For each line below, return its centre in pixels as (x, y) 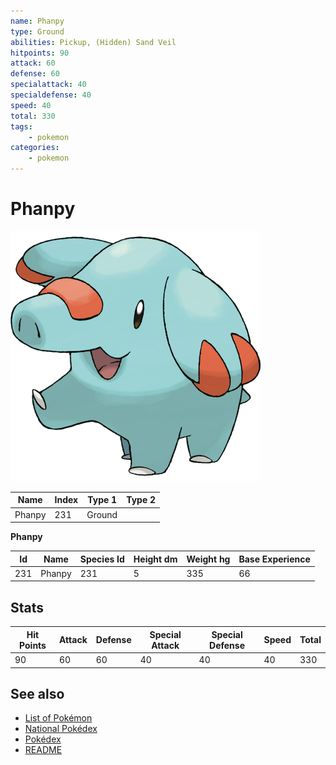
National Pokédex (61, 729)
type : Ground (37, 31)
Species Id (102, 559)
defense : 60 (35, 74)
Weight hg (208, 559)
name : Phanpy (37, 21)
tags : (21, 126)
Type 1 (102, 500)
